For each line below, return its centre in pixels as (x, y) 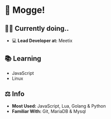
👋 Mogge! (25, 10)
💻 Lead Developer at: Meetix (42, 41)
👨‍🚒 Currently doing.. (37, 29)
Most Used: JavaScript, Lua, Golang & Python (59, 106)
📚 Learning (23, 59)
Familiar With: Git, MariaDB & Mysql (49, 111)
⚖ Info (15, 94)
